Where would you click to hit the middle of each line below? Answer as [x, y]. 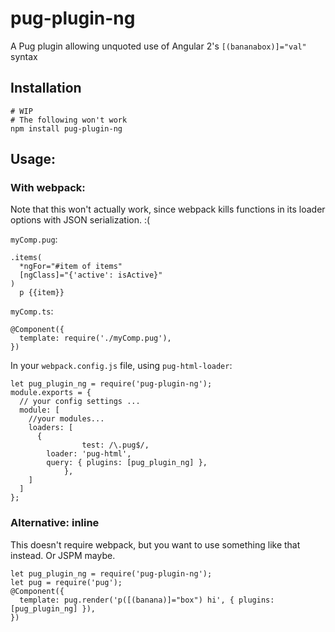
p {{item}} [42, 293]
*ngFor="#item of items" [71, 267]
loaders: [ [51, 428]
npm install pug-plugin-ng [66, 128]
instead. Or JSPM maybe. [63, 555]
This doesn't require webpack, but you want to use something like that [155, 544]
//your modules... [66, 419]
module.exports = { [51, 393]
